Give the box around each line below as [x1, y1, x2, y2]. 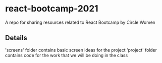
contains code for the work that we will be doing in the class [5, 52, 128, 58]
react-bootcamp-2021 [5, 3, 99, 14]
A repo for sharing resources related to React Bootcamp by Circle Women [5, 19, 156, 25]
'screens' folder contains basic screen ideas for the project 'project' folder [5, 47, 157, 53]
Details [5, 34, 27, 42]
